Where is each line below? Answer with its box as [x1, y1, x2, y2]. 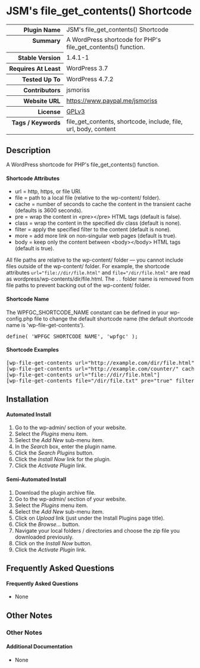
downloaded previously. [14, 533, 74, 540]
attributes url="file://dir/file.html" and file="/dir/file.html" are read [6, 269, 190, 276]
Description [6, 145, 51, 156]
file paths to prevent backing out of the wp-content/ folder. [6, 282, 151, 289]
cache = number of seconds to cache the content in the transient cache [14, 201, 192, 208]
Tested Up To [21, 75, 61, 83]
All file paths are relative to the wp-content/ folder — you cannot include [6, 256, 183, 263]
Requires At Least [9, 64, 61, 73]
